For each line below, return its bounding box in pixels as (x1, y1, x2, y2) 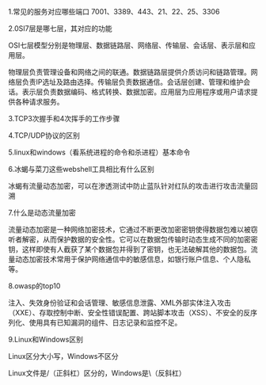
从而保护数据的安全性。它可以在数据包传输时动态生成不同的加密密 (42, 234, 258, 244)
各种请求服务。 (14, 97, 64, 106)
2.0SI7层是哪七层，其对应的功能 (8, 24, 112, 33)
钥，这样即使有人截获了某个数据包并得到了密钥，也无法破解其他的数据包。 (8, 245, 251, 253)
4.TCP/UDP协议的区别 (8, 131, 81, 140)
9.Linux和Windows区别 (8, 335, 83, 344)
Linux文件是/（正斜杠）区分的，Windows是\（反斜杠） (8, 368, 186, 378)
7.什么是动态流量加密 (8, 208, 77, 217)
